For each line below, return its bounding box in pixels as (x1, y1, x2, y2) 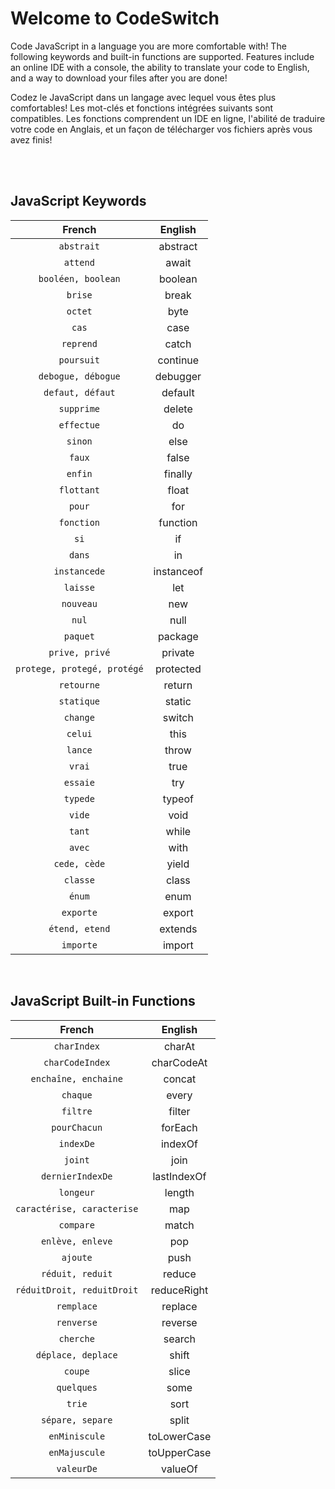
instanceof (153, 564, 204, 578)
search (163, 1332, 197, 1346)
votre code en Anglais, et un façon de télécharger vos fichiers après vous (10, 123, 313, 135)
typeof (162, 792, 194, 806)
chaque (61, 1089, 93, 1101)
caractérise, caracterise (15, 1203, 139, 1214)
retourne (58, 679, 101, 691)
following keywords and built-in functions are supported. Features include (10, 50, 315, 62)
